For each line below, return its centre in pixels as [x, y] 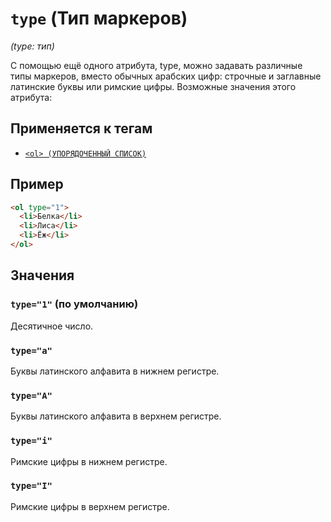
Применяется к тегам [81, 128]
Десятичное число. [52, 326]
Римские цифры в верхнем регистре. [90, 506]
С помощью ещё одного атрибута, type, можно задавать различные [156, 65]
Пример [37, 184]
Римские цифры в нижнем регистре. [89, 461]
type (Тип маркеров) [99, 18]
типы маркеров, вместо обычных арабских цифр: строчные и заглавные [166, 76]
